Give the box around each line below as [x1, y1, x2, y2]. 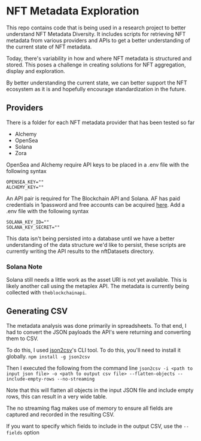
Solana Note [6, 262, 43, 271]
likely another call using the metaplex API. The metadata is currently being [6, 283, 190, 290]
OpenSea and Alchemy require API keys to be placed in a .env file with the [6, 161, 190, 168]
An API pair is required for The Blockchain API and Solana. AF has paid [6, 195, 181, 202]
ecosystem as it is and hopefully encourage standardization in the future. [6, 85, 187, 92]
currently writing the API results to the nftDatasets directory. [6, 247, 154, 255]
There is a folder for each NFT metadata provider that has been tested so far [6, 119, 195, 126]
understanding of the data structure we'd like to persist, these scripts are [6, 241, 186, 248]
